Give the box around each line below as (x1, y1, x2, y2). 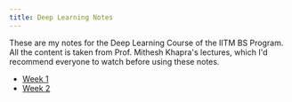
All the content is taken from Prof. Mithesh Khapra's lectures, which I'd (9, 46, 268, 58)
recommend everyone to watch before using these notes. (9, 56, 220, 67)
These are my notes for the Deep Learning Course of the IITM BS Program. (9, 37, 284, 48)
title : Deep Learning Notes (9, 12, 114, 22)
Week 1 (21, 73, 49, 84)
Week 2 (21, 82, 51, 93)
